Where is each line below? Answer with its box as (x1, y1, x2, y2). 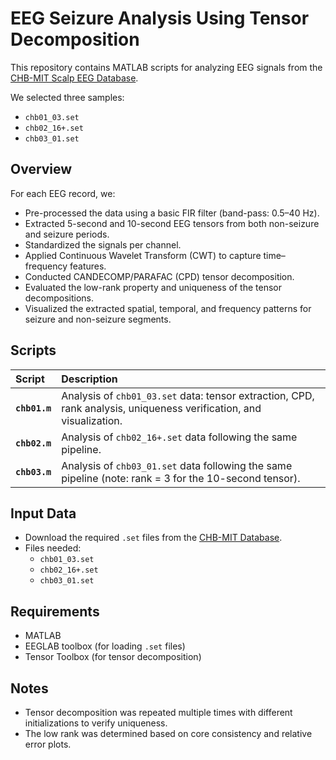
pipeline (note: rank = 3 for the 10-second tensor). (61, 471, 301, 485)
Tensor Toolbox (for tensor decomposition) (24, 651, 202, 663)
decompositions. (24, 292, 94, 304)
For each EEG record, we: (10, 187, 116, 199)
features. (69, 260, 107, 272)
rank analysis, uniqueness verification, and (61, 401, 262, 415)
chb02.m (15, 437, 52, 449)
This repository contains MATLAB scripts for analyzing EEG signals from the (10, 61, 323, 73)
